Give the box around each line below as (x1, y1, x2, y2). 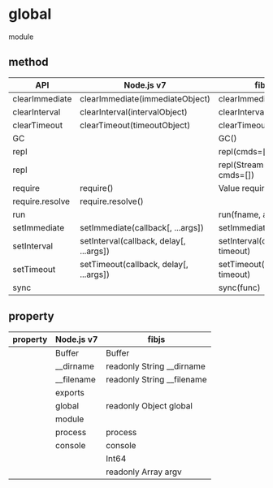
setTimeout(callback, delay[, (80, 258, 188, 270)
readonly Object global (105, 399, 193, 411)
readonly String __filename (105, 374, 207, 385)
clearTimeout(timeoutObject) (80, 119, 191, 131)
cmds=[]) (218, 169, 254, 180)
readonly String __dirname (105, 361, 206, 372)
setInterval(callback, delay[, (80, 235, 186, 246)
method (8, 55, 49, 69)
